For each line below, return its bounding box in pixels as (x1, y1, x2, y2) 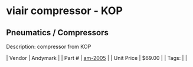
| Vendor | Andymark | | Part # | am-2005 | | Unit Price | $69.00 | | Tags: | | (6, 55, 188, 61)
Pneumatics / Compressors (6, 28, 109, 38)
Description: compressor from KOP (6, 43, 91, 50)
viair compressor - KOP (6, 4, 123, 18)
